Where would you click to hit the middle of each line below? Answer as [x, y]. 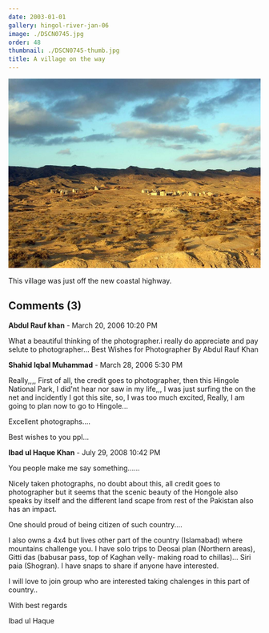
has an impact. [33, 509]
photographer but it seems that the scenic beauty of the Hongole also [123, 492]
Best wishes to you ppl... [49, 437]
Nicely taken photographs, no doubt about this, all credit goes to [114, 483]
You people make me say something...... [74, 468]
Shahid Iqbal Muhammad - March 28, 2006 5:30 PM [95, 365]
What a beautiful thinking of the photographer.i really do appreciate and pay [133, 341]
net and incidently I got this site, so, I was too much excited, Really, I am [127, 397]
